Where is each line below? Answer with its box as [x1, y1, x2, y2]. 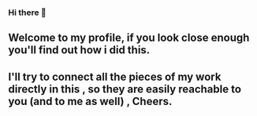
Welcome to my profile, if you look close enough [8, 31, 250, 45]
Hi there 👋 [8, 7, 47, 18]
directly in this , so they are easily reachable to [8, 82, 242, 96]
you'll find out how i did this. [8, 43, 151, 57]
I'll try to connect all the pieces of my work [8, 70, 222, 83]
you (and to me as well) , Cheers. [8, 94, 173, 108]
